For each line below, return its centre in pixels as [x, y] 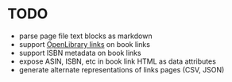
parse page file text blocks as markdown [85, 36]
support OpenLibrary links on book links [84, 44]
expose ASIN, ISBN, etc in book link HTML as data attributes [117, 61]
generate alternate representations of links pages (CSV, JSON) [122, 69]
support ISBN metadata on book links [80, 53]
